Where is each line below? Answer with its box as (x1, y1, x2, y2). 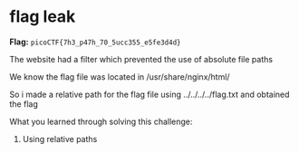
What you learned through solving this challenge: (9, 116, 193, 127)
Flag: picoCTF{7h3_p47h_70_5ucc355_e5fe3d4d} (9, 36, 181, 47)
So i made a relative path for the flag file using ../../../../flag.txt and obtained (9, 89, 290, 100)
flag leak (9, 6, 76, 27)
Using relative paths (22, 133, 98, 144)
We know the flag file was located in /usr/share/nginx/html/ (9, 71, 230, 82)
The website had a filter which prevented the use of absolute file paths (9, 53, 274, 64)
